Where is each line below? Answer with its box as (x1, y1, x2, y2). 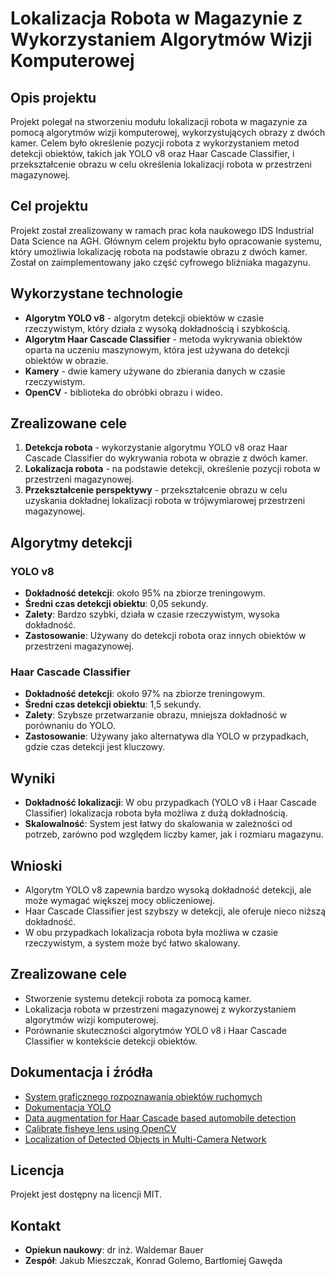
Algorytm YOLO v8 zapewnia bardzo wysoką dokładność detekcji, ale (24, 884, 312, 896)
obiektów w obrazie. (24, 354, 109, 366)
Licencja (10, 1162, 65, 1179)
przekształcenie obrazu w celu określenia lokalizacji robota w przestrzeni (10, 158, 312, 170)
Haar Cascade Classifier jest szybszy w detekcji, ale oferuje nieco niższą (24, 905, 326, 917)
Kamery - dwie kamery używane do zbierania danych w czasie (24, 365, 286, 377)
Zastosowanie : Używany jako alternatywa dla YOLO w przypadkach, (24, 730, 310, 742)
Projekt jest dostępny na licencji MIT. (10, 1188, 162, 1201)
